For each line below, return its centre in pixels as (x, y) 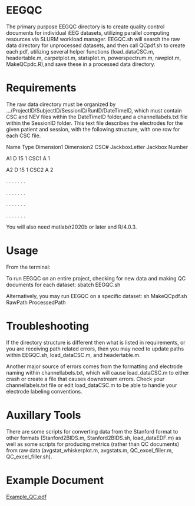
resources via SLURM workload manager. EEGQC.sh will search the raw (93, 39)
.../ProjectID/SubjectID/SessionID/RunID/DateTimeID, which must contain (94, 110)
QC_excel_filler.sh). (29, 457)
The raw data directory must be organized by (61, 104)
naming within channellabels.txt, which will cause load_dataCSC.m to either (98, 372)
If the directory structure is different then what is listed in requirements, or (96, 342)
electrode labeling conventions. (44, 391)
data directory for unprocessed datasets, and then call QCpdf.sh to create (96, 45)
